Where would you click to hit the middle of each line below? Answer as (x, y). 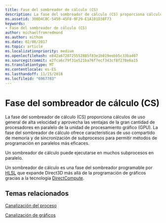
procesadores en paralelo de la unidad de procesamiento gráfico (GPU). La (82, 127)
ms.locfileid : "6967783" (31, 79)
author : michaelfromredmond (34, 33)
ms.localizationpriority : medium (40, 51)
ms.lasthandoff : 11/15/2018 (34, 74)
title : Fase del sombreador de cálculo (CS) (52, 10)
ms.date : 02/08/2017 (26, 42)
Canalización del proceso (31, 205)
